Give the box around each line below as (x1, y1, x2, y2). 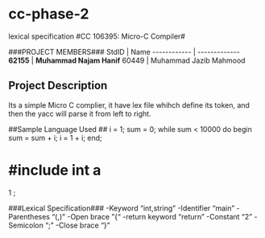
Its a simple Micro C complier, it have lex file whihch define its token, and (8, 100, 250, 109)
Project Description (8, 79, 108, 92)
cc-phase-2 (8, 5, 89, 23)
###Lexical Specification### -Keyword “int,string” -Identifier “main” (8, 203, 235, 213)
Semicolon (8, 220, 44, 230)
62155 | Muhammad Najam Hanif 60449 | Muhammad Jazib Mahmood (8, 55, 246, 65)
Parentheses (8, 211, 51, 221)
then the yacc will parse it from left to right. (8, 109, 151, 118)
